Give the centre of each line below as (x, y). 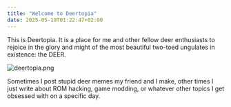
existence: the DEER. (37, 54)
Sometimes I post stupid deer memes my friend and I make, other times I (110, 81)
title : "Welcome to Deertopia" (52, 13)
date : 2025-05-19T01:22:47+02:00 (55, 20)
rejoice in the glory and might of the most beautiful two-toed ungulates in (111, 47)
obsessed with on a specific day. (54, 96)
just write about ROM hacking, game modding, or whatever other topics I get (116, 88)
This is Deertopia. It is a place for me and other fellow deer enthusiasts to (111, 39)
